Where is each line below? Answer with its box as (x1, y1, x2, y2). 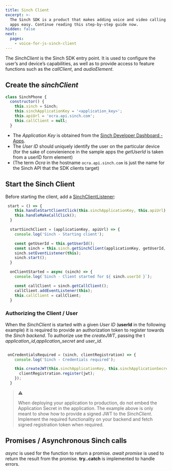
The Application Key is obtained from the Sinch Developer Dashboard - (12, 132, 163, 139)
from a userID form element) (12, 154, 73, 160)
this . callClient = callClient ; (14, 293, 81, 298)
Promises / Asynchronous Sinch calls (5, 437, 127, 445)
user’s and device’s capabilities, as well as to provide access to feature (5, 60, 155, 67)
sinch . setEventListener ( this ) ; (14, 250, 81, 256)
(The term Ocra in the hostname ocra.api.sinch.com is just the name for (12, 160, 165, 166)
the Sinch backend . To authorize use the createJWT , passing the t (5, 332, 145, 339)
